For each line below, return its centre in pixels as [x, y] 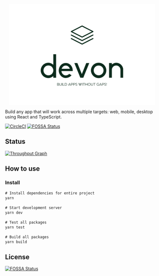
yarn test [15, 227]
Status [15, 142]
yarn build [16, 242]
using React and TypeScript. [33, 117]
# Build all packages [27, 237]
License [17, 257]
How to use [22, 169]
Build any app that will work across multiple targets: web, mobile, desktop [79, 112]
